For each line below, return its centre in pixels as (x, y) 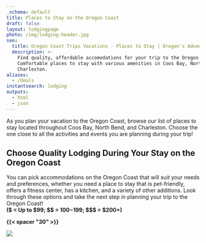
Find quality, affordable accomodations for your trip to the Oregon (108, 58)
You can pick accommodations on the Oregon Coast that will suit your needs (103, 177)
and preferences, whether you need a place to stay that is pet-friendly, (96, 184)
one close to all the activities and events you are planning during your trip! (100, 134)
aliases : (17, 75)
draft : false (23, 23)
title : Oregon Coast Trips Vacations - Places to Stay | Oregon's (98, 47)
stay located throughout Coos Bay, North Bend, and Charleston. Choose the (102, 127)
